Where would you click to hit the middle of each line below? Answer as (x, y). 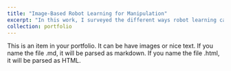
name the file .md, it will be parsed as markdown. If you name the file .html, (113, 53)
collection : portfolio (40, 26)
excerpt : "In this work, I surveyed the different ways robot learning (112, 20)
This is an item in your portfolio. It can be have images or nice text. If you (110, 46)
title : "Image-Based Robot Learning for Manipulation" (87, 13)
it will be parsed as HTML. (44, 61)
